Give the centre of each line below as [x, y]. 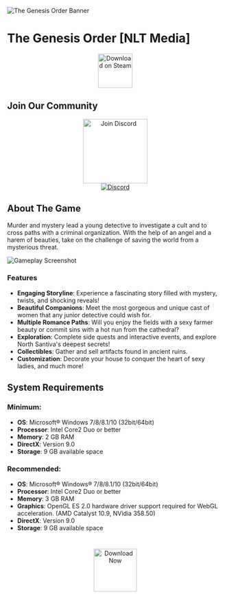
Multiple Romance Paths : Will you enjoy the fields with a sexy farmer [115, 322]
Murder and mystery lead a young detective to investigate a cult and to [107, 225]
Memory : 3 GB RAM [46, 499]
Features [22, 278]
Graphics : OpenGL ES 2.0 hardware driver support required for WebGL [117, 506]
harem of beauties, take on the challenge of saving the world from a [103, 240]
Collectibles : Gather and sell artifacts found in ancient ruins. [102, 351]
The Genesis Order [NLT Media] [99, 38]
